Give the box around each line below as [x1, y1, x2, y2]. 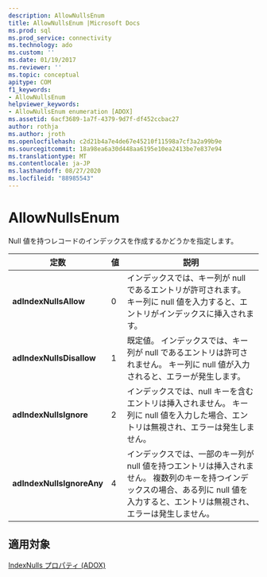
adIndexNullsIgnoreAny [12, 478, 103, 489]
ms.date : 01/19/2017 [8, 57, 77, 64]
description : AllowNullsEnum [8, 11, 105, 20]
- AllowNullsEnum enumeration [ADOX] [8, 108, 133, 116]
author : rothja [8, 123, 59, 131]
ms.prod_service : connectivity [8, 33, 112, 42]
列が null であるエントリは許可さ [126, 347, 249, 358]
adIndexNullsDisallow [12, 352, 97, 363]
